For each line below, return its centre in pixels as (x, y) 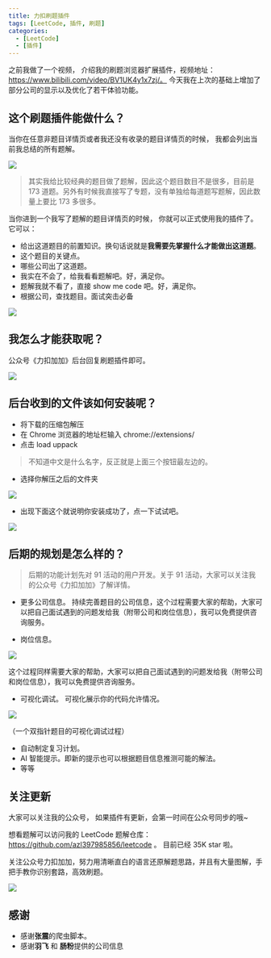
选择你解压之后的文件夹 (59, 479)
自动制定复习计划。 (52, 748)
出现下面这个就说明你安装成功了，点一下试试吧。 (101, 511)
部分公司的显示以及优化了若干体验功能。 (75, 90)
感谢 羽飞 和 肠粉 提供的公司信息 (71, 946)
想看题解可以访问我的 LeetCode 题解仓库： (80, 835)
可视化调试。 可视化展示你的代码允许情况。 (92, 699)
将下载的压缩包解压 (52, 424)
